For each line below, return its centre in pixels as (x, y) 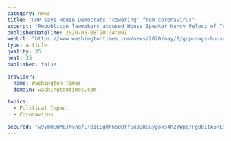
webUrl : (18, 39)
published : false (32, 64)
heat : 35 (20, 58)
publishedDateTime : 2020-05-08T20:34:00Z (67, 33)
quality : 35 (24, 52)
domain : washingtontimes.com (55, 90)
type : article (27, 45)
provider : (21, 77)
